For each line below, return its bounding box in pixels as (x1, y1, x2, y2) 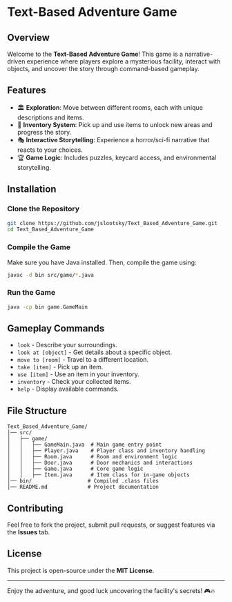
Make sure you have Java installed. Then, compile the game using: (7, 258, 197, 266)
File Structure (7, 405, 67, 416)
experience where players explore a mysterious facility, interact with (26, 57, 221, 66)
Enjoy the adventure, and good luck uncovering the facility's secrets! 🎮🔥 (7, 586, 215, 594)
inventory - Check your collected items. (17, 378, 131, 386)
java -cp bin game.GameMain (7, 303, 88, 311)
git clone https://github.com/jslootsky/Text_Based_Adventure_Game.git (7, 220, 217, 226)
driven (7, 57, 26, 66)
